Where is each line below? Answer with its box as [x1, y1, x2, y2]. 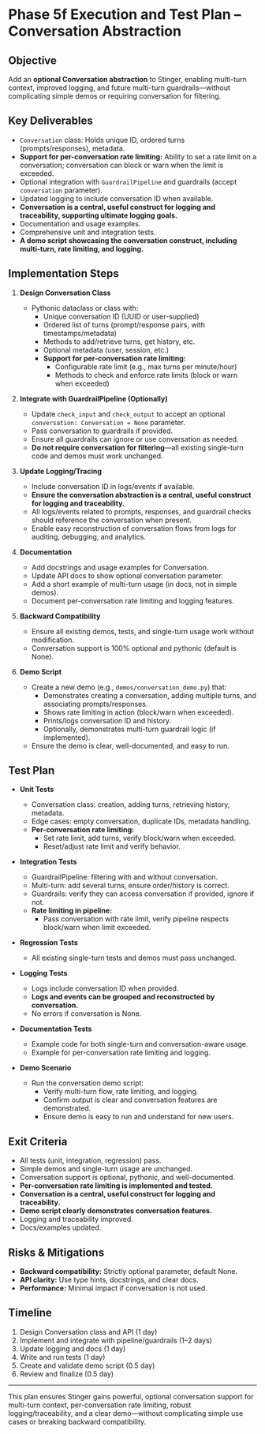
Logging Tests [19, 969, 68, 978]
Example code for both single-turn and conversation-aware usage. [31, 1040, 248, 1049]
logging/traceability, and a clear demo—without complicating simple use [8, 1408, 244, 1417]
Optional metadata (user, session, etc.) [43, 345, 170, 354]
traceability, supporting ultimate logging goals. [19, 211, 177, 220]
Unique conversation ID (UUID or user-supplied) [43, 312, 200, 321]
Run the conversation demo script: [31, 1078, 144, 1088]
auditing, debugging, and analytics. [31, 532, 147, 541]
